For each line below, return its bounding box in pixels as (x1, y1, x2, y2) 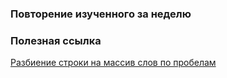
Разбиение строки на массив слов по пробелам (10, 57, 217, 69)
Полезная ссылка (10, 33, 102, 47)
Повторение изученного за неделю (10, 7, 192, 21)
